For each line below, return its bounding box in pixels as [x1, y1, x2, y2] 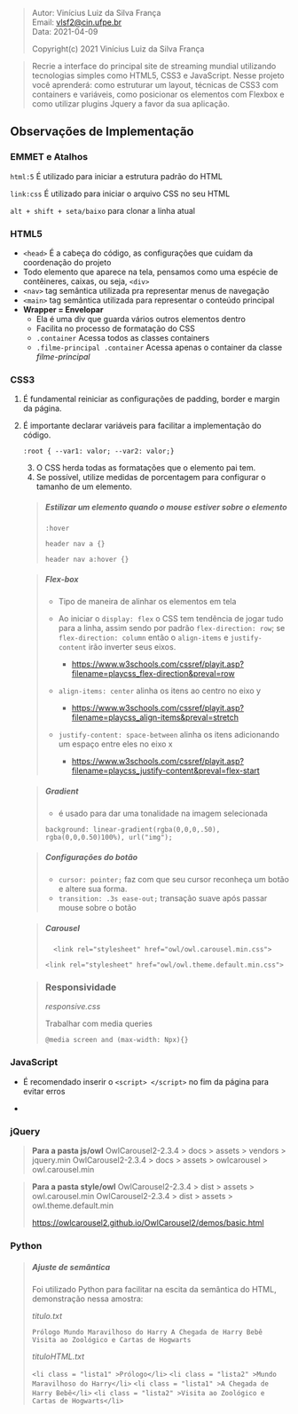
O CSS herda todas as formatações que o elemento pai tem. [35, 462, 256, 473]
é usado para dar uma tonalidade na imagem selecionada [58, 808, 269, 819]
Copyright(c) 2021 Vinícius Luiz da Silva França [31, 43, 205, 54]
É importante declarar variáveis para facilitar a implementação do [22, 421, 262, 431]
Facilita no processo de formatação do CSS [35, 323, 196, 334]
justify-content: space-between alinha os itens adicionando [58, 730, 280, 740]
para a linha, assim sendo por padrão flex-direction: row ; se [58, 623, 286, 634]
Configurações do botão [44, 851, 138, 862]
